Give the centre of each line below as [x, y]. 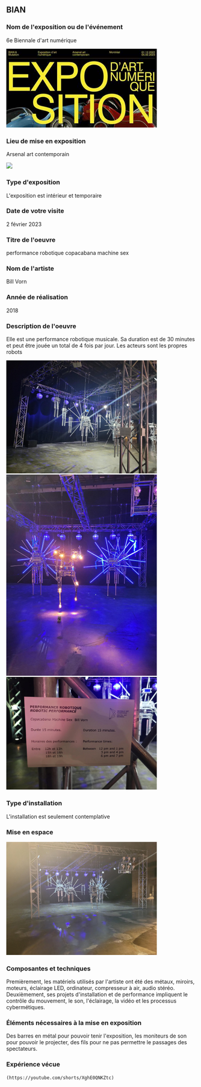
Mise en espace [30, 832]
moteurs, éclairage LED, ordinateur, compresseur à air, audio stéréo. [91, 988]
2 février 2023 [24, 224]
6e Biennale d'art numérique [42, 40]
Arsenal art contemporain [38, 154]
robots [14, 352]
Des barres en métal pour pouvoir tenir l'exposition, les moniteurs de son [97, 1036]
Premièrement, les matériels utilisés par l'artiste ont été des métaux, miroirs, [100, 981]
